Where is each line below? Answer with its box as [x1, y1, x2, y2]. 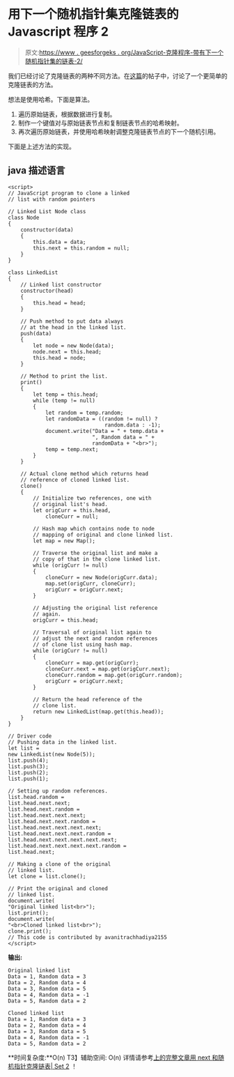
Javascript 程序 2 [8, 24, 109, 40]
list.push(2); [8, 769, 49, 776]
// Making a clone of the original [8, 860, 111, 868]
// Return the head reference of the [33, 696, 142, 703]
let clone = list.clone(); [8, 873, 86, 880]
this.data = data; [33, 238, 86, 245]
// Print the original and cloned [8, 885, 109, 892]
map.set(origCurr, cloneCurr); [45, 580, 136, 587]
